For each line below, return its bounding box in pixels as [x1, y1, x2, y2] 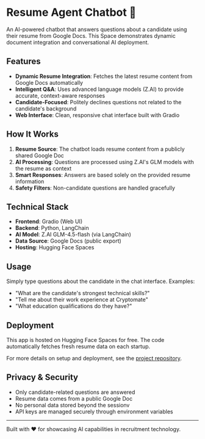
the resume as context [15, 165, 72, 172]
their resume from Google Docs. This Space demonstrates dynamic [6, 32, 176, 39]
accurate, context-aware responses [15, 91, 106, 99]
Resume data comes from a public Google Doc [15, 394, 133, 402]
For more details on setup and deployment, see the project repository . [6, 355, 182, 362]
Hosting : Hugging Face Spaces [15, 244, 95, 251]
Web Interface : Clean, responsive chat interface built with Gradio [15, 111, 180, 118]
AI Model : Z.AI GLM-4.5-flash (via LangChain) [15, 231, 131, 238]
